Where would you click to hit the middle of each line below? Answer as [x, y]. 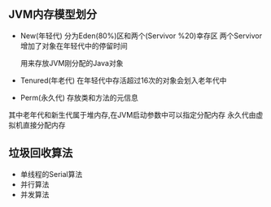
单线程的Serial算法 [51, 174]
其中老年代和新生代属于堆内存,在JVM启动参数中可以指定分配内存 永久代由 [132, 114]
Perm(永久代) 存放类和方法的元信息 [79, 97]
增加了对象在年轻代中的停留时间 [74, 45]
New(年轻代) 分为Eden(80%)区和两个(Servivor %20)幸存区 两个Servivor [141, 36]
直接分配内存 [44, 125]
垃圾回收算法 [41, 153]
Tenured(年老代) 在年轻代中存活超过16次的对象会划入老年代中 [123, 80]
